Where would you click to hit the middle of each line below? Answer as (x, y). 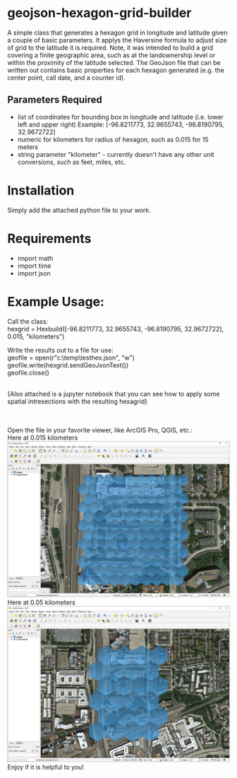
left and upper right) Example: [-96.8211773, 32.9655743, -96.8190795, (121, 124)
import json (34, 273)
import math (35, 258)
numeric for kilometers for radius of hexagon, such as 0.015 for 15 (113, 139)
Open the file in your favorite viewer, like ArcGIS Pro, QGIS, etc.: (100, 430)
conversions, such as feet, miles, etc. (72, 162)
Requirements (49, 238)
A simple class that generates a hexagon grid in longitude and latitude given (117, 33)
